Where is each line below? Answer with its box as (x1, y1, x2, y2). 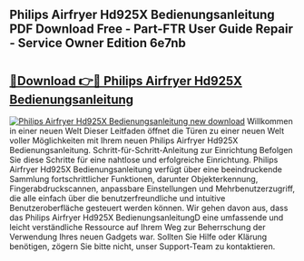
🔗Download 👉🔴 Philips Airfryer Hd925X (9, 72, 243, 89)
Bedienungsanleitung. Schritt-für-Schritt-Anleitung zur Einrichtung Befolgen (9, 145, 293, 155)
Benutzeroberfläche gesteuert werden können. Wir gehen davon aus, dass (9, 203, 289, 213)
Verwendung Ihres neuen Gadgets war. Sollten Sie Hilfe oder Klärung (9, 231, 268, 242)
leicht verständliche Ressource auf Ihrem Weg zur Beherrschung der (9, 222, 266, 232)
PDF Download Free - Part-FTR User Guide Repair (9, 22, 293, 37)
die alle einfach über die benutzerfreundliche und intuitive (9, 193, 226, 203)
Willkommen (246, 116, 293, 126)
